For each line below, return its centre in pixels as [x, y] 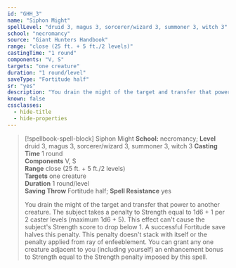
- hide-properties [41, 118]
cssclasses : [25, 106]
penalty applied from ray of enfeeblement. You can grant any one [119, 242]
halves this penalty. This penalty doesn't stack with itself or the [116, 234]
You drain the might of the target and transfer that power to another [122, 204]
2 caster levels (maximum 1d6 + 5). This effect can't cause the [114, 219]
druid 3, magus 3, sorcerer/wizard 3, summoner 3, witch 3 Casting [121, 146]
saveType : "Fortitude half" [48, 79]
